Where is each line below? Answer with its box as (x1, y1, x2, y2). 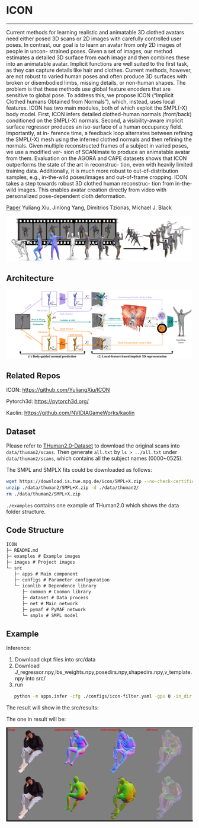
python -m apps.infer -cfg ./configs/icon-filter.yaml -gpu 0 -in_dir (14, 693, 192, 699)
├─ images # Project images (6, 560, 76, 565)
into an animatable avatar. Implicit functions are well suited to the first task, (6, 60, 189, 67)
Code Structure (6, 525, 64, 535)
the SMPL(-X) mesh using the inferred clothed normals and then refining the (6, 136, 192, 143)
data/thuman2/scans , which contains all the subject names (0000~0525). (6, 455, 183, 462)
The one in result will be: (6, 715, 66, 723)
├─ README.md (6, 548, 38, 554)
